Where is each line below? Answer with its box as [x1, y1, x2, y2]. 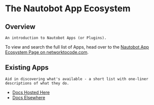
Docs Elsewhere [12, 94, 45, 101]
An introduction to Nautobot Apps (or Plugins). [5, 35, 107, 40]
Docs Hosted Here [12, 89, 50, 95]
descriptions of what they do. [5, 80, 69, 86]
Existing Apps [5, 63, 49, 72]
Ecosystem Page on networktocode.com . [5, 50, 89, 55]
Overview [5, 23, 36, 31]
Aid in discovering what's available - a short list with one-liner [5, 77, 149, 81]
